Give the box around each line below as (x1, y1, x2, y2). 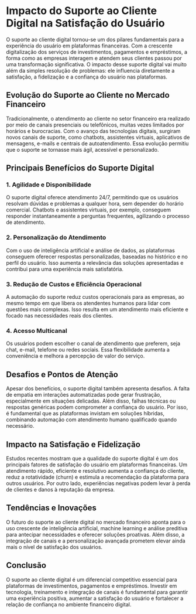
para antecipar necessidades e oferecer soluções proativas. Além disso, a (6, 531, 185, 538)
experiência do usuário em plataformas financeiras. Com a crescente (6, 42, 173, 49)
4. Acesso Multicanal (6, 326, 67, 335)
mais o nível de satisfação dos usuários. (6, 543, 103, 550)
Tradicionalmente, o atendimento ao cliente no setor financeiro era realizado (6, 115, 190, 122)
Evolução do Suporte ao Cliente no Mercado (6, 90, 170, 100)
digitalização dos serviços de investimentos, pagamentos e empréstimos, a (6, 48, 188, 55)
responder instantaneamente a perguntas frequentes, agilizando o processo (6, 213, 190, 220)
